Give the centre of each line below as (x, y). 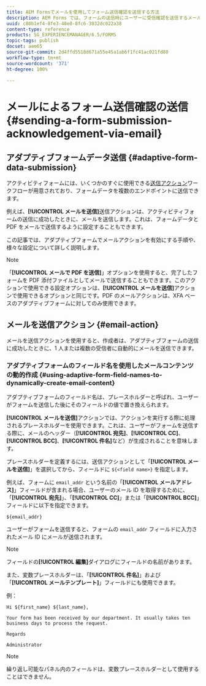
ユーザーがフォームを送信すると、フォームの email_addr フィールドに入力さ (102, 529)
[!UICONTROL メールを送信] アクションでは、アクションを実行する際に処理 (101, 418)
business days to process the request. (57, 624)
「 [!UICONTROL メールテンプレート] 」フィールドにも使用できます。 (93, 583)
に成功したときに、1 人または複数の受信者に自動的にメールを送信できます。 (102, 349)
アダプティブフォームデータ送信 (67, 157)
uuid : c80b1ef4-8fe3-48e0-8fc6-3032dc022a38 (64, 23)
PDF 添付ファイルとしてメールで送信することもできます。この (107, 280)
